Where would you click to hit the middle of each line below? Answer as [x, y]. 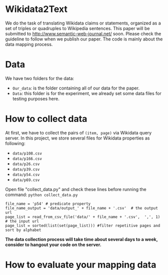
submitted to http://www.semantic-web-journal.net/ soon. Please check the [83, 33]
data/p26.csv [26, 164]
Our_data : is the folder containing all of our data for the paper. [76, 88]
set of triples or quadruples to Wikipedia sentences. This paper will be [77, 28]
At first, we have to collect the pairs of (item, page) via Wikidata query [78, 132]
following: [15, 143]
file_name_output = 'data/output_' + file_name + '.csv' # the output [81, 208]
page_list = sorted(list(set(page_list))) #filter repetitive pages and [83, 225]
